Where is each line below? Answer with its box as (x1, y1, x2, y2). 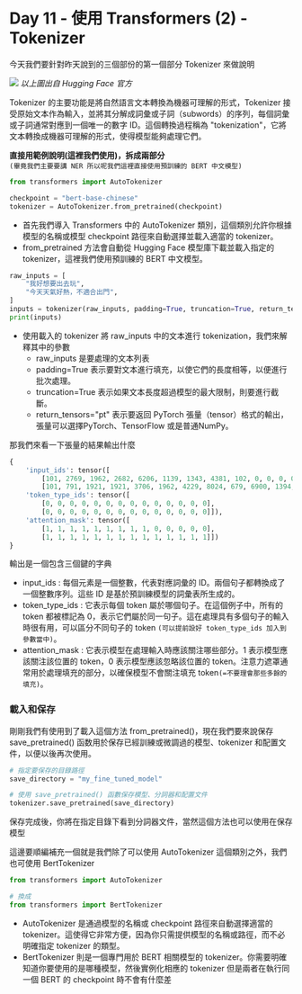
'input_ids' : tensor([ (25, 465, 111, 475)
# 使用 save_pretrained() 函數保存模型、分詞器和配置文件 (9, 791, 209, 800)
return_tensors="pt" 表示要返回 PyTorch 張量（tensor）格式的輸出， (35, 408, 289, 419)
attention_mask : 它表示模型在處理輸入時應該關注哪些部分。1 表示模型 (22, 645, 280, 656)
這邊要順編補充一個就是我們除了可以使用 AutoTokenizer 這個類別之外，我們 (9, 846, 288, 857)
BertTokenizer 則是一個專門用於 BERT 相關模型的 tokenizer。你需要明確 (22, 951, 288, 963)
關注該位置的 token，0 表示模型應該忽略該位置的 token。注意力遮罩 (30, 656, 280, 667)
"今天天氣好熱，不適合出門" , (25, 288, 119, 297)
